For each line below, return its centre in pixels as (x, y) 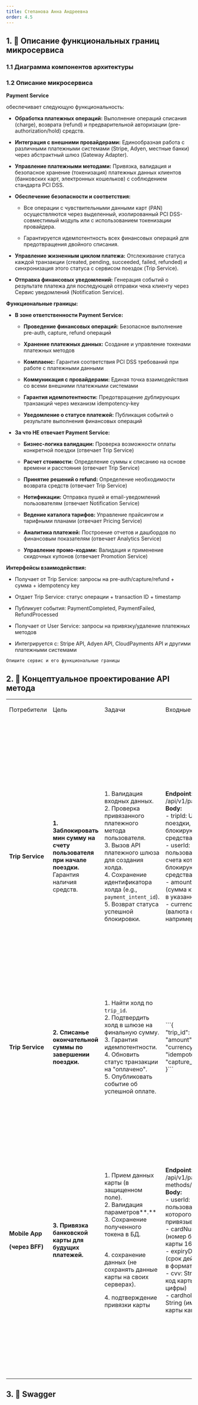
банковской (70, 1232)
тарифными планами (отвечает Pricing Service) (83, 521)
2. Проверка (122, 808)
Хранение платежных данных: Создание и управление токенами (107, 344)
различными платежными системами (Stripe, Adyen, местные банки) (102, 149)
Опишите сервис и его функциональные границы (63, 661)
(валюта (177, 911)
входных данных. (129, 801)
